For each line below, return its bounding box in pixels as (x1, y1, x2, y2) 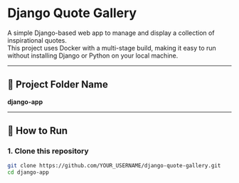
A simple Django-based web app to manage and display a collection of (7, 28, 215, 37)
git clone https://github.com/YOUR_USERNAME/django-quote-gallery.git (7, 162, 221, 169)
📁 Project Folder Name (7, 78, 108, 90)
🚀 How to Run (7, 125, 68, 137)
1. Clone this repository (7, 146, 89, 156)
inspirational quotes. (7, 36, 68, 44)
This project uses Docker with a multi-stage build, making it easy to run (7, 43, 217, 52)
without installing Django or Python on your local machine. (7, 51, 179, 60)
